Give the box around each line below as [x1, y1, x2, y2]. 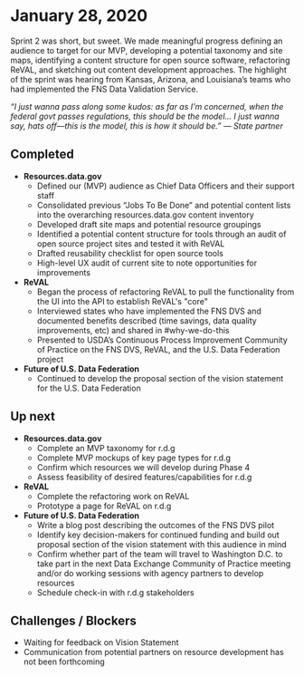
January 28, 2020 [10, 5, 148, 26]
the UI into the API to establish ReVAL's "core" [36, 295, 209, 306]
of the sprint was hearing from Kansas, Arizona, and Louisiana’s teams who [10, 73, 291, 84]
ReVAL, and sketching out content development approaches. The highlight [10, 64, 288, 75]
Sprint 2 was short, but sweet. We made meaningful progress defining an [10, 35, 283, 46]
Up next [10, 409, 55, 424]
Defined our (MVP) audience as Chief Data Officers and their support [36, 180, 295, 191]
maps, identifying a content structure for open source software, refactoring [10, 54, 290, 65]
